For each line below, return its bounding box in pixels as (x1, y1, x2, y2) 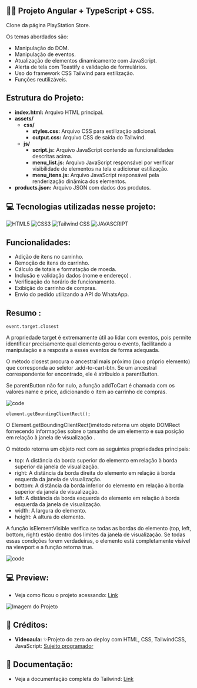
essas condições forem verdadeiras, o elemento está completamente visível (6, 537, 191, 544)
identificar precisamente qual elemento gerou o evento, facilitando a (6, 340, 172, 347)
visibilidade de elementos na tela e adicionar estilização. (32, 165, 169, 172)
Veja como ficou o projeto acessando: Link (14, 591, 119, 598)
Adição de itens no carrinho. (14, 253, 84, 260)
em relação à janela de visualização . (6, 434, 96, 441)
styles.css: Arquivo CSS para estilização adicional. (32, 128, 157, 135)
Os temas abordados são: (6, 33, 69, 40)
